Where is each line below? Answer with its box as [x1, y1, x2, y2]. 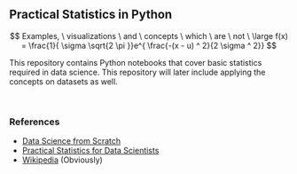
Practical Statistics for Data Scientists [21, 146, 160, 156]
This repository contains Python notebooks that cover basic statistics [9, 57, 262, 67]
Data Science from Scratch [21, 136, 121, 146]
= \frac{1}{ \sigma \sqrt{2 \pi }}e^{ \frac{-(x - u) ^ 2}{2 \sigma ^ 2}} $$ [20, 40, 277, 51]
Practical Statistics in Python [9, 7, 173, 22]
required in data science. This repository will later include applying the [9, 67, 266, 77]
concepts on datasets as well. [9, 75, 118, 87]
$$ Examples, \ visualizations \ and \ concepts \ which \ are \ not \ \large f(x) [10, 30, 288, 41]
